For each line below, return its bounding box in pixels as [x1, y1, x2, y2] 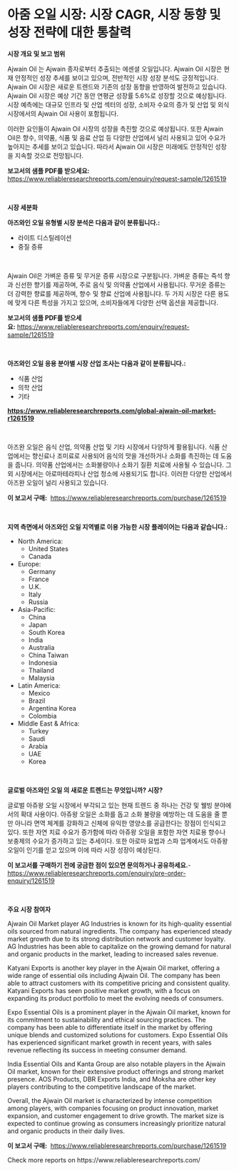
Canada [28, 552, 52, 560]
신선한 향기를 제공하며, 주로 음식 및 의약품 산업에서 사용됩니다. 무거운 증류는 [14, 280, 226, 289]
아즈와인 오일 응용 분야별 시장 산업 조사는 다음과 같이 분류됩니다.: [7, 359, 186, 367]
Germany [28, 567, 56, 575]
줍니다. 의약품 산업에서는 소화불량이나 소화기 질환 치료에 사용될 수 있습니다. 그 [14, 460, 232, 469]
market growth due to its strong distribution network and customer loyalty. [7, 934, 226, 943]
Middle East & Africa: [17, 719, 80, 728]
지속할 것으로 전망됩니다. [14, 151, 84, 159]
